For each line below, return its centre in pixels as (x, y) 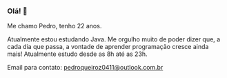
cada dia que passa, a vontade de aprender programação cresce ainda (108, 47)
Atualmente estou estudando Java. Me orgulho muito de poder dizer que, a (114, 39)
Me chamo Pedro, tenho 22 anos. (55, 26)
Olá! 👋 (17, 11)
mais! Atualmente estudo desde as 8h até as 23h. (77, 54)
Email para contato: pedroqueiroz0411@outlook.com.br (85, 68)
